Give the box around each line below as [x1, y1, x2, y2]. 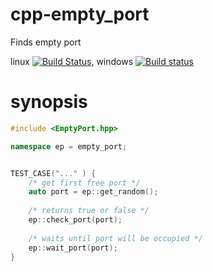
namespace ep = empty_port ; [10, 141, 128, 152]
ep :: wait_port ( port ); [28, 243, 118, 253]
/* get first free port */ [28, 178, 141, 188]
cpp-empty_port [10, 3, 150, 26]
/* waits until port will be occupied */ [28, 233, 203, 243]
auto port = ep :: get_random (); [28, 187, 159, 197]
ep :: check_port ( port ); [28, 215, 123, 225]
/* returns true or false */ [28, 206, 150, 216]
